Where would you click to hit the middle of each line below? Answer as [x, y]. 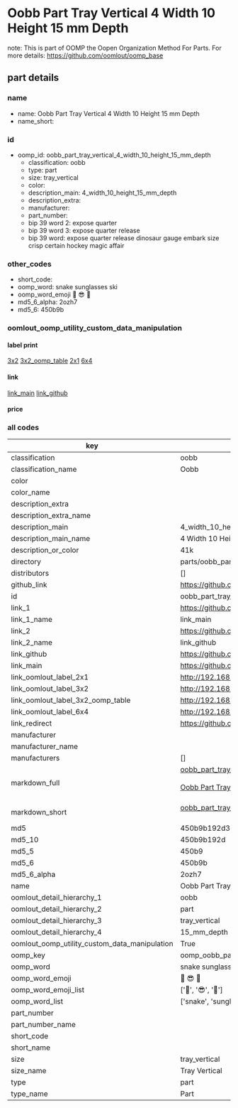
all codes [23, 428]
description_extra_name [51, 515]
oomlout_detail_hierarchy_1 [56, 898]
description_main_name [51, 539]
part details [33, 78]
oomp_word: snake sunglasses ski [68, 287]
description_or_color [45, 550]
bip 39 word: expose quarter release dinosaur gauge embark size [124, 238]
